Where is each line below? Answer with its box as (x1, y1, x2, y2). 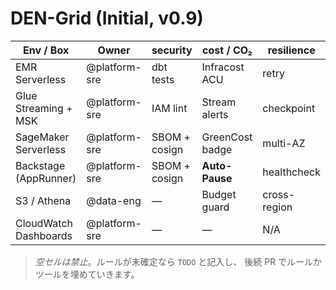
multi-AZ (262, 136, 306, 150)
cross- (262, 187, 296, 201)
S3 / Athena (15, 193, 72, 207)
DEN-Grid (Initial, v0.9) (10, 7, 204, 30)
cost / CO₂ (202, 43, 253, 57)
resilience (267, 43, 316, 57)
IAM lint (151, 101, 188, 115)
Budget (201, 187, 237, 201)
